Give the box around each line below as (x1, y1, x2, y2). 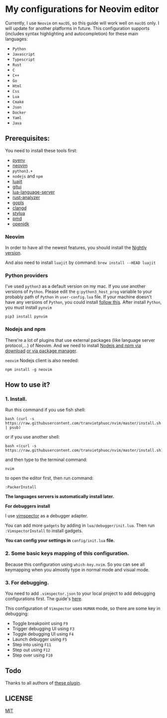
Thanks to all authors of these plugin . (5, 680, 82, 686)
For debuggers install (5, 503, 51, 509)
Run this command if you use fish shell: (5, 407, 85, 413)
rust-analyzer (12, 194, 40, 200)
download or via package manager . (5, 348, 78, 354)
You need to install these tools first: (5, 147, 78, 153)
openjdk (12, 221, 29, 227)
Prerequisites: (5, 134, 50, 143)
